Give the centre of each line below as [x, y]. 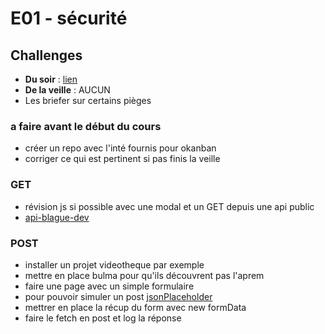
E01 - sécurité [69, 18]
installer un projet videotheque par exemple [114, 264]
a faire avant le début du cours [86, 126]
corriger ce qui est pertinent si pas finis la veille [122, 159]
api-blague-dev [57, 217]
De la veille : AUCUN [67, 90]
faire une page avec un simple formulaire [109, 286]
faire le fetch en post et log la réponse [103, 318]
